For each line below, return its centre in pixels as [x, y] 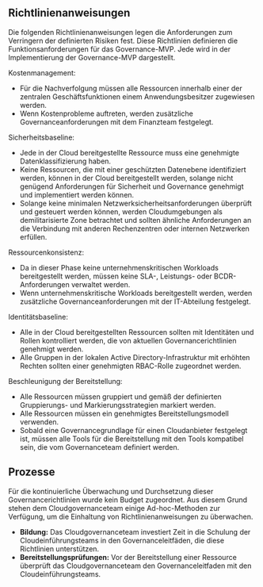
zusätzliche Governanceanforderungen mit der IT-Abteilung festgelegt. [135, 301]
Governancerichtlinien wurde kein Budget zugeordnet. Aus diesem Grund [128, 500]
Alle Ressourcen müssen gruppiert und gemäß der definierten [120, 397]
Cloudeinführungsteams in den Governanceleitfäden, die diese [122, 540]
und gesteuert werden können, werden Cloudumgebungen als [121, 211]
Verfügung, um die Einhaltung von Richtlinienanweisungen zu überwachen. [131, 516]
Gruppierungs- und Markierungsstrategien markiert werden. [118, 405]
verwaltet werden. [101, 284]
